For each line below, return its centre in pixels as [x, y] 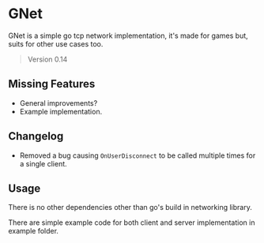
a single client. [43, 163]
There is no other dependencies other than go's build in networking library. [130, 207]
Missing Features [52, 84]
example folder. [34, 231]
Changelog [36, 136]
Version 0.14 [47, 59]
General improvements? [58, 103]
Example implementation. [61, 111]
